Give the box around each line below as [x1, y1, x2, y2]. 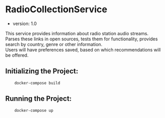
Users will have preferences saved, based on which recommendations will [5, 46, 161, 53]
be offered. [5, 52, 29, 58]
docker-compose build [14, 80, 60, 85]
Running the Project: [5, 95, 72, 103]
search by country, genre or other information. [5, 41, 103, 47]
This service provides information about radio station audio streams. [5, 30, 149, 36]
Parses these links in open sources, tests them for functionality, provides [5, 36, 158, 42]
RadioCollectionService [5, 4, 107, 15]
